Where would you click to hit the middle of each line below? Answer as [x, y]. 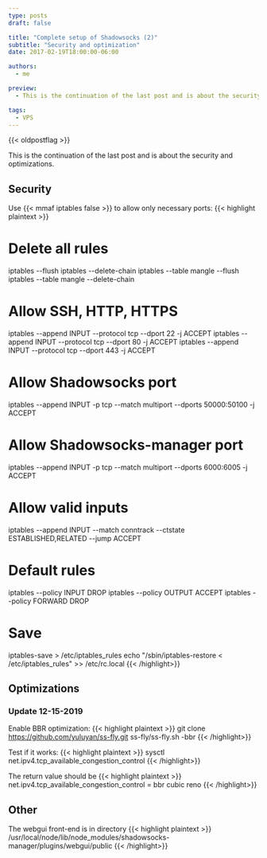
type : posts [28, 16]
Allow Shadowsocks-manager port [126, 445]
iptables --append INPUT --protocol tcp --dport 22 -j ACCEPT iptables [124, 333]
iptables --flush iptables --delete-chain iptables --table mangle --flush [124, 271]
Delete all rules [58, 249]
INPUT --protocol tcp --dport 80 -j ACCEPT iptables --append [137, 342]
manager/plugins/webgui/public [60, 846]
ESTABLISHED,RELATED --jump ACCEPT [75, 538]
